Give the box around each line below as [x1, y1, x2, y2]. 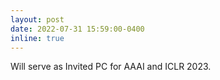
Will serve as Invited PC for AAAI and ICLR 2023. [10, 61, 212, 73]
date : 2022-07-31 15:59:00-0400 [10, 24, 145, 34]
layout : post [10, 14, 65, 25]
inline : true [10, 33, 65, 43]
